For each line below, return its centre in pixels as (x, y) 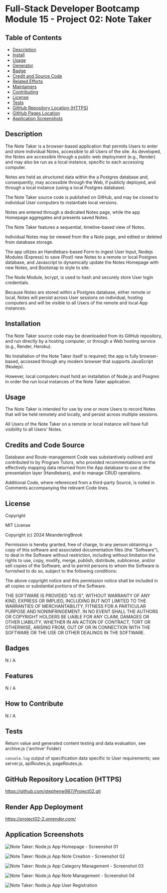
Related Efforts (28, 81)
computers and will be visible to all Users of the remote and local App (77, 302)
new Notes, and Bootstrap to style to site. (48, 268)
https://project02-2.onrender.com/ (41, 819)
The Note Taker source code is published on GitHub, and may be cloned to (82, 197)
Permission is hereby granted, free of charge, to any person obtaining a (79, 545)
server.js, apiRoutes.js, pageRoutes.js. (44, 763)
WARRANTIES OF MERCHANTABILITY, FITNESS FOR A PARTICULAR (76, 606)
